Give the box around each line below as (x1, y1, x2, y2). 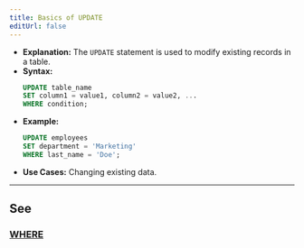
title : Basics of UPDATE (9, 13, 103, 23)
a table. (22, 56, 52, 67)
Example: (22, 116, 59, 127)
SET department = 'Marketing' (22, 142, 138, 151)
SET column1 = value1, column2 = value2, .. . (22, 91, 197, 100)
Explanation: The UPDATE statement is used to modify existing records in (22, 46, 291, 57)
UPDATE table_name (22, 83, 92, 92)
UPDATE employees (22, 133, 89, 142)
